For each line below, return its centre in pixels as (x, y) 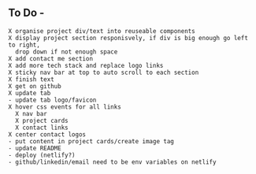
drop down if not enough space (67, 52)
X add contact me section (50, 58)
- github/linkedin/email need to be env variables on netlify (112, 162)
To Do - (26, 13)
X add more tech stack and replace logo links (86, 65)
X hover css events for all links (65, 107)
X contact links (42, 128)
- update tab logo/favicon (52, 100)
